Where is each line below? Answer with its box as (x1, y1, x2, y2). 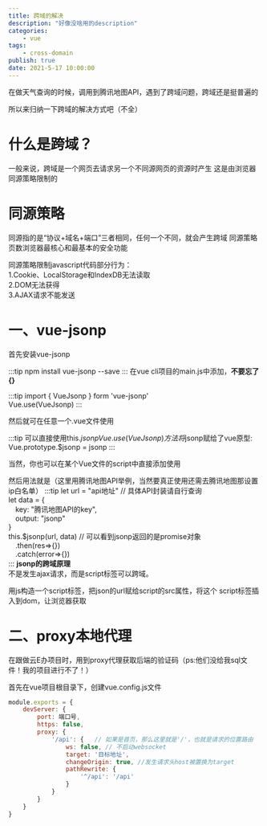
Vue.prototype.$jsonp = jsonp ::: (8, 442, 115, 452)
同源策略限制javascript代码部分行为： (8, 260, 132, 269)
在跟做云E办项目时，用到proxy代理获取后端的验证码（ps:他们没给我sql (8, 655, 241, 664)
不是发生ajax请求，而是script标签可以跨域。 (8, 568, 154, 579)
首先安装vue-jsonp (8, 349, 71, 358)
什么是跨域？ (8, 135, 94, 153)
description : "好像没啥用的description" (8, 19, 138, 27)
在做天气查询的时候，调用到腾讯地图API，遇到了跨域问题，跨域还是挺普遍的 (8, 87, 259, 96)
